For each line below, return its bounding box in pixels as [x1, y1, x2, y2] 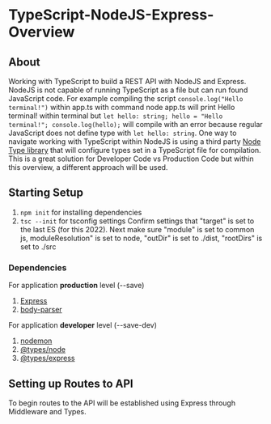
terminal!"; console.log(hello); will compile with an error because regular [8, 120, 263, 129]
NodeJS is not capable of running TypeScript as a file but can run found [8, 85, 248, 95]
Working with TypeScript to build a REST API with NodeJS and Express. [8, 77, 247, 86]
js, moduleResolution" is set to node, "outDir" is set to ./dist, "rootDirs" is [19, 233, 263, 243]
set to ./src [19, 241, 57, 252]
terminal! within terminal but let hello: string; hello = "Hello [8, 111, 223, 121]
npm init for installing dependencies [19, 207, 142, 217]
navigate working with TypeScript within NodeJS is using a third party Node [8, 137, 261, 146]
